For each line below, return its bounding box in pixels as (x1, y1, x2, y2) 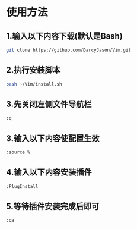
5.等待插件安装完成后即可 (6, 202, 100, 212)
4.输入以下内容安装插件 (6, 167, 92, 177)
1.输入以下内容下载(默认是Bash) (6, 31, 123, 41)
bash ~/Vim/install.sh (6, 81, 62, 87)
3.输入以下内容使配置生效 (6, 133, 100, 143)
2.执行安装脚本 (6, 65, 61, 75)
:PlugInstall (6, 183, 39, 189)
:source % (6, 149, 31, 155)
